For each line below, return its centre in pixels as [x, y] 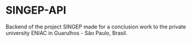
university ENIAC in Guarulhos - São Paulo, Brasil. [66, 33]
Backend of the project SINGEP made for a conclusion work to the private [96, 27]
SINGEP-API [36, 10]
